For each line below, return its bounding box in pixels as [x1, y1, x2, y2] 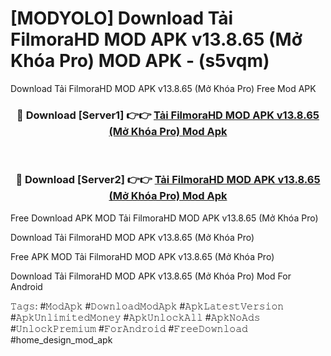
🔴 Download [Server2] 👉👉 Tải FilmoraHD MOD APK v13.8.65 [15, 173, 321, 187]
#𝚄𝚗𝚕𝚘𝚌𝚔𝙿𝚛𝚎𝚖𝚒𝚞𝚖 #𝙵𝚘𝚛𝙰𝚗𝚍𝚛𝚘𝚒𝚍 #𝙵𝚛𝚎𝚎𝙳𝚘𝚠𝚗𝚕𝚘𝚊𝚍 [10, 322, 248, 334]
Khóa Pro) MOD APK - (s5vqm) [10, 50, 270, 72]
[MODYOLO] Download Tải [10, 7, 234, 30]
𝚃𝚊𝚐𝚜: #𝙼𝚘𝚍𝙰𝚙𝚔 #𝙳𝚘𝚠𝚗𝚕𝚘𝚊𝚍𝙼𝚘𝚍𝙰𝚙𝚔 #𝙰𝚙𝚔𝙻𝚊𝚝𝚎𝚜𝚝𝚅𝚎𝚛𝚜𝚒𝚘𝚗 [10, 300, 285, 312]
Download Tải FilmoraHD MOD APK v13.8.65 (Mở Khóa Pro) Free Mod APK [10, 82, 317, 94]
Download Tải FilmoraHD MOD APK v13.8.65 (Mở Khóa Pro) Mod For [10, 270, 292, 282]
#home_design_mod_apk [10, 333, 113, 346]
